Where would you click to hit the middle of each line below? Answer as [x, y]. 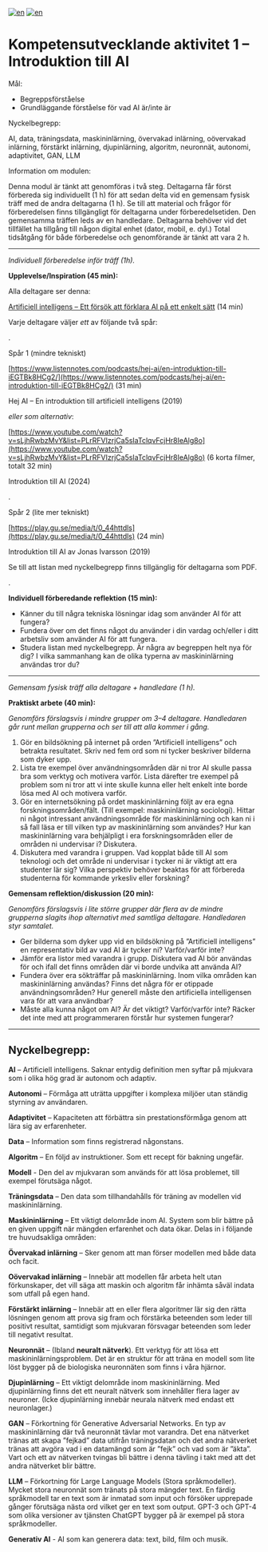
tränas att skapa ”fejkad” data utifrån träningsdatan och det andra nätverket [133, 1440]
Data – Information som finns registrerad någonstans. [96, 1141]
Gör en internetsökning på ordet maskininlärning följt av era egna [126, 802]
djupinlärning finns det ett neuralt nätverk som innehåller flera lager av [124, 1391]
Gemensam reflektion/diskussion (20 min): [81, 893]
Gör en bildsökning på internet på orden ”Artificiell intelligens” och [128, 742]
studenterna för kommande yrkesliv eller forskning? [104, 877]
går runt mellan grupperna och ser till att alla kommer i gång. [109, 727]
